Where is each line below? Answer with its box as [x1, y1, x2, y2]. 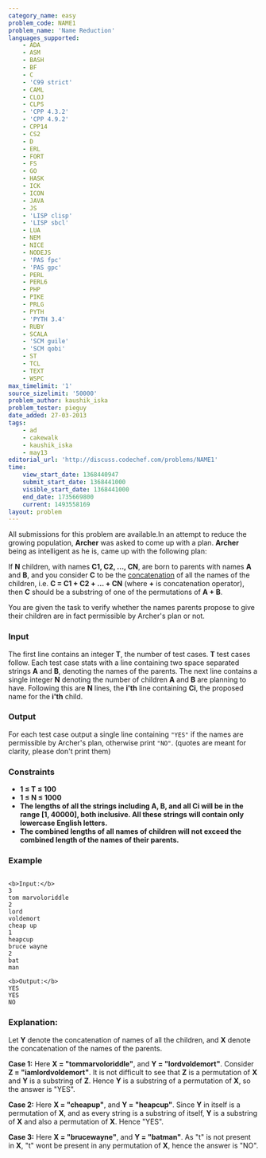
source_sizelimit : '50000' [8, 389, 98, 397]
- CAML [22, 85, 44, 94]
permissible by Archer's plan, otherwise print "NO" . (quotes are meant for [8, 737, 246, 747]
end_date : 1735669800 [22, 493, 94, 501]
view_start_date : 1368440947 [22, 471, 119, 479]
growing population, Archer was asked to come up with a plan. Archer [8, 538, 240, 548]
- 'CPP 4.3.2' [22, 108, 69, 116]
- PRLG [22, 300, 44, 308]
